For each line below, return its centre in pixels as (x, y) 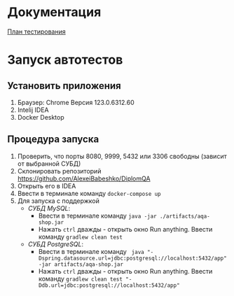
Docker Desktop (41, 117)
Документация (54, 12)
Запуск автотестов (65, 60)
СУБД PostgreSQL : (56, 244)
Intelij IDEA (33, 110)
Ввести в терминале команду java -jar (97, 216)
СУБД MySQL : (49, 208)
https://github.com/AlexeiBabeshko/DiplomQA (84, 178)
